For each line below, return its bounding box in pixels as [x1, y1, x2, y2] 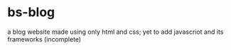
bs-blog [7, 4, 55, 20]
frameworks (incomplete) [7, 35, 82, 43]
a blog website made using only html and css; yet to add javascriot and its [7, 27, 224, 36]
